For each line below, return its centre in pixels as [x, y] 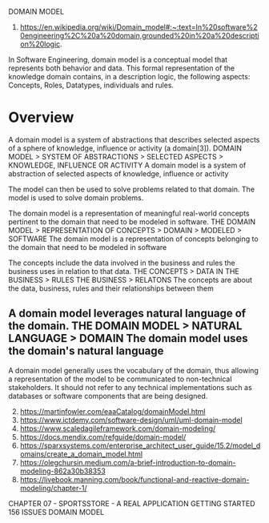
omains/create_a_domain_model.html [81, 454]
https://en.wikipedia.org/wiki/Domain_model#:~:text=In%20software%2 [139, 27]
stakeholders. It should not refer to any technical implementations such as [130, 387]
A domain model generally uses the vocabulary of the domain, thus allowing [133, 370]
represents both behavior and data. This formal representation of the [121, 68]
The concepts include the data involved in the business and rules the [122, 263]
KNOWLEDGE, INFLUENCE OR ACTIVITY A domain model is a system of [127, 165]
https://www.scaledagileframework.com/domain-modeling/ [118, 428]
